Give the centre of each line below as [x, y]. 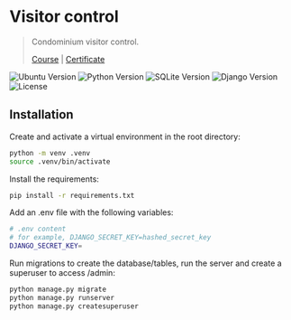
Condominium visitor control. [85, 42]
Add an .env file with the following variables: [91, 212]
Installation [41, 115]
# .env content [38, 229]
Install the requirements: [54, 179]
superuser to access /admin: [62, 273]
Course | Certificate [68, 59]
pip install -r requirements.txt [72, 195]
